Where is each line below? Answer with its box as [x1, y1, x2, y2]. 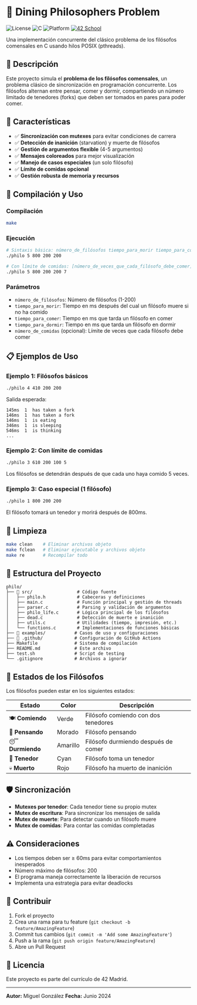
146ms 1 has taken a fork [6, 412, 75, 418]
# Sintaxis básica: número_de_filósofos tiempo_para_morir [6, 248, 154, 253]
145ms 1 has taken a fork [6, 407, 75, 413]
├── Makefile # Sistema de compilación [6, 641, 138, 647]
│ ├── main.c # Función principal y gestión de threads [6, 600, 182, 605]
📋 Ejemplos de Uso [6, 351, 79, 361]
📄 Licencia [6, 960, 45, 970]
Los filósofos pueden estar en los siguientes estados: [6, 688, 135, 695]
